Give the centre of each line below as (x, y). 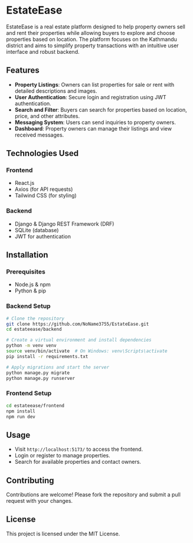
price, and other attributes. (47, 116)
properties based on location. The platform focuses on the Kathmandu (91, 39)
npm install (21, 411)
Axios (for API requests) (44, 189)
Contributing (30, 480)
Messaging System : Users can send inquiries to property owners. (95, 122)
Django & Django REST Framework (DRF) (64, 224)
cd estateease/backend (34, 329)
